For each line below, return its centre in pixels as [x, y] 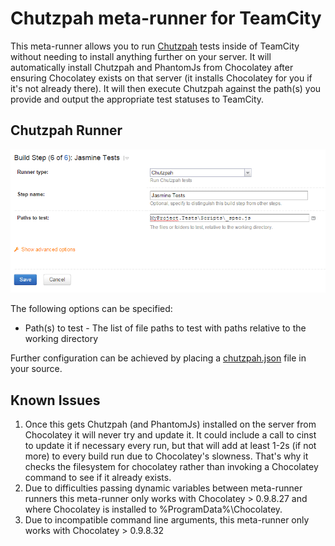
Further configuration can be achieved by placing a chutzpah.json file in [158, 358]
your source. [36, 369]
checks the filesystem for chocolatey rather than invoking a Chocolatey [171, 466]
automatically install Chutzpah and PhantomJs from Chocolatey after [152, 67]
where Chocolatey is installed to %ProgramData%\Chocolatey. [153, 509]
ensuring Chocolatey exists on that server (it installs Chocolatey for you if [161, 78]
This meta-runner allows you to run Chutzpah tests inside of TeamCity [155, 46]
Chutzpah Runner [66, 130]
